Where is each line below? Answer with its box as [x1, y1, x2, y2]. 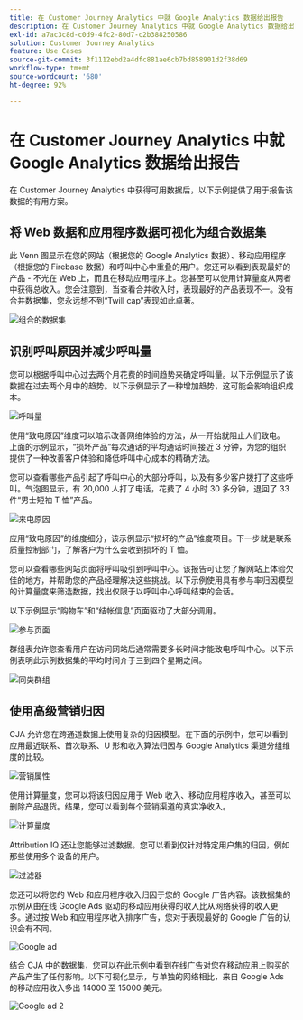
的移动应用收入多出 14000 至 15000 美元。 [9, 982, 168, 993]
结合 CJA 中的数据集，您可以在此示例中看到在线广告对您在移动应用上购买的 [9, 959, 290, 970]
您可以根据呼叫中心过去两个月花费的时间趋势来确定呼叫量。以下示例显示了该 [9, 370, 294, 380]
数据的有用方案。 [9, 195, 73, 206]
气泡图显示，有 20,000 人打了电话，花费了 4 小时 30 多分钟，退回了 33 [24, 483, 290, 494]
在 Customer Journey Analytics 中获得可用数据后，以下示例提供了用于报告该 [9, 184, 294, 195]
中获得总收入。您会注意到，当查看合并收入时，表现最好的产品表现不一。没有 [9, 284, 294, 295]
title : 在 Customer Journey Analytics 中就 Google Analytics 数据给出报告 [9, 13, 284, 23]
